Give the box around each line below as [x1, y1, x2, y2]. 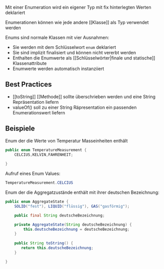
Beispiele [5, 124, 35, 133]
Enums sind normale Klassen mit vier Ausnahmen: [5, 35, 110, 40]
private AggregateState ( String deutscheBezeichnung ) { [14, 222, 132, 227]
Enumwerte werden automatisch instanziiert [12, 65, 104, 72]
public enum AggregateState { [5, 199, 69, 204]
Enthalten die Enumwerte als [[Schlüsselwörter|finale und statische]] [12, 55, 155, 61]
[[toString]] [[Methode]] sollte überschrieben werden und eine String [12, 93, 155, 100]
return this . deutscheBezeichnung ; [21, 245, 94, 250]
